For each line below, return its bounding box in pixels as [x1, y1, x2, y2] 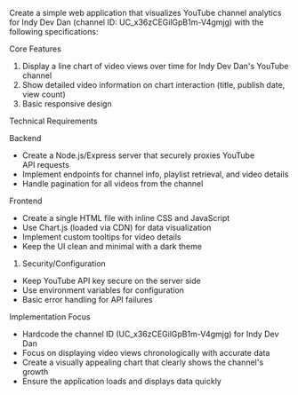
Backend [9, 133, 42, 143]
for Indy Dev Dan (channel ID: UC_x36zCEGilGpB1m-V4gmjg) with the [9, 17, 264, 28]
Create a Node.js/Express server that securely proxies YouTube [21, 150, 255, 161]
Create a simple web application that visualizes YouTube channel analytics [9, 8, 282, 18]
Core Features [9, 43, 62, 54]
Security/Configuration [21, 258, 107, 269]
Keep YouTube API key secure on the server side [21, 275, 202, 286]
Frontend [9, 195, 43, 206]
